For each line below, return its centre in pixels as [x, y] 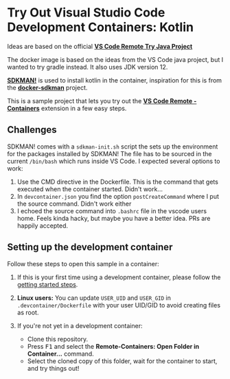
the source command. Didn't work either [74, 204]
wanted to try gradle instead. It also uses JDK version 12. [88, 67]
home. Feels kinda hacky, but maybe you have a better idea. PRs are [114, 218]
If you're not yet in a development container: [80, 325]
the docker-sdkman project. [47, 87]
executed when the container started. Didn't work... [90, 189]
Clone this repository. [58, 339]
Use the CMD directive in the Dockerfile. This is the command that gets [117, 182]
